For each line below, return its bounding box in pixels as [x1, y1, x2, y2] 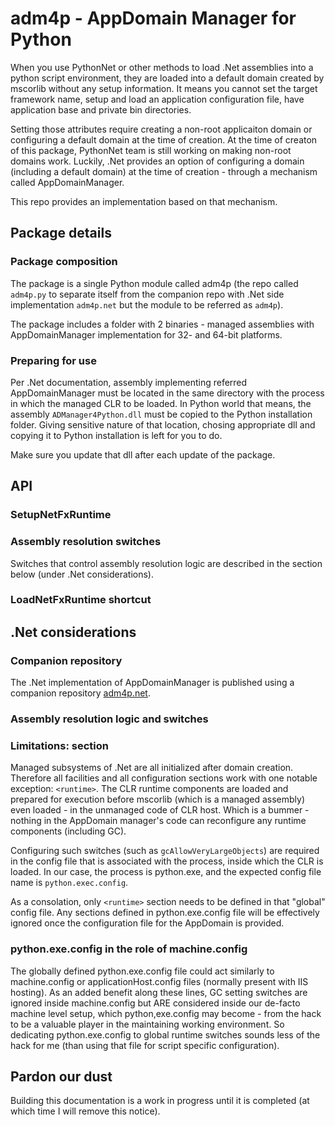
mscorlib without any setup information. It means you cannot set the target [10, 82, 318, 94]
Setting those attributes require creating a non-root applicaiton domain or [10, 123, 313, 135]
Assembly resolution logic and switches [10, 712, 209, 726]
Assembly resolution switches [10, 535, 162, 549]
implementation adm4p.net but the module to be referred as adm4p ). [10, 298, 284, 311]
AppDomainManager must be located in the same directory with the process [10, 387, 325, 399]
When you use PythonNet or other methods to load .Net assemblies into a [10, 61, 314, 73]
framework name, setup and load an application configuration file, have [10, 93, 305, 105]
